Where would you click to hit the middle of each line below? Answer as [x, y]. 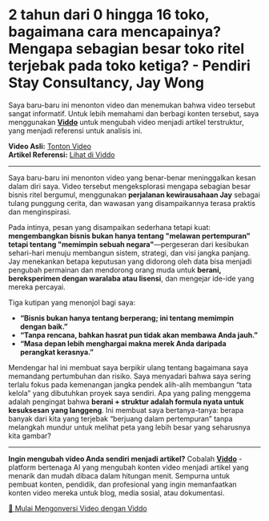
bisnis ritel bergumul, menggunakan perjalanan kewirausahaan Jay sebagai [134, 195]
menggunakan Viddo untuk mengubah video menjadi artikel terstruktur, [126, 122]
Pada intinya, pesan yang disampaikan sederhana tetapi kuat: [109, 227]
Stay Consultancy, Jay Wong [106, 83]
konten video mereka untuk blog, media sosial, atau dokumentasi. [116, 493]
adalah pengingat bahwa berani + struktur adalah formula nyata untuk [126, 402]
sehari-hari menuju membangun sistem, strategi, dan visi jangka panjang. [129, 252]
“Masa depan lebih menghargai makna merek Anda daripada [123, 343]
